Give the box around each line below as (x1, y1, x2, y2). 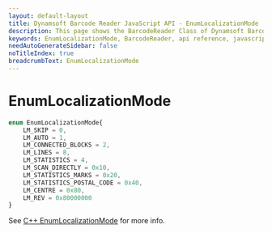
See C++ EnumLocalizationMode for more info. (8, 216, 166, 226)
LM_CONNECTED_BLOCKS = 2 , (23, 141, 111, 150)
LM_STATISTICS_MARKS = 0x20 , (23, 171, 121, 179)
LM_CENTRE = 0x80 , (23, 186, 85, 194)
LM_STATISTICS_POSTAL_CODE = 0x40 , (23, 179, 143, 187)
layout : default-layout (8, 11, 89, 20)
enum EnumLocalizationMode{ (8, 118, 104, 126)
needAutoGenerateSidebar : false (8, 42, 117, 50)
